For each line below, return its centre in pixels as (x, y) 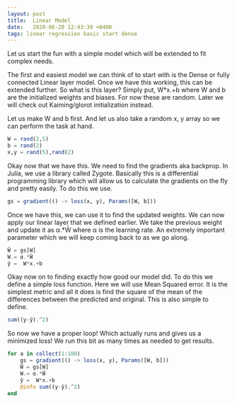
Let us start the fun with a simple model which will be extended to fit (107, 54)
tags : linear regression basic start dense (73, 34)
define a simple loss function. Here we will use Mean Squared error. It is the (117, 284)
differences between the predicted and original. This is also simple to (108, 299)
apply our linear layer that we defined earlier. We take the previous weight (115, 222)
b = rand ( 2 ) (25, 146)
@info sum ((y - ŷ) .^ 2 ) (50, 387)
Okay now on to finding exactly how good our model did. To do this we (110, 277)
